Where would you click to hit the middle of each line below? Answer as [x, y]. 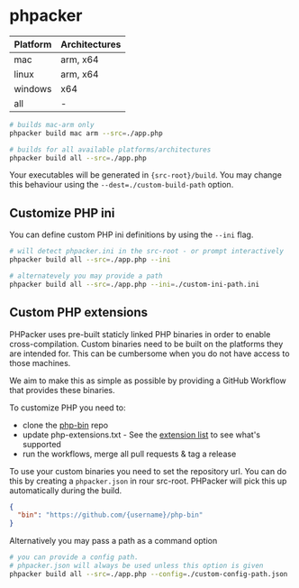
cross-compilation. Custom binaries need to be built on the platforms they [146, 344]
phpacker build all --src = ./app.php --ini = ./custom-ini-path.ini [134, 284]
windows [33, 88]
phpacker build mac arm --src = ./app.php [86, 133]
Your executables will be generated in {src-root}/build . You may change [145, 175]
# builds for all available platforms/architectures [110, 150]
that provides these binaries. [62, 390]
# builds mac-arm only [52, 124]
